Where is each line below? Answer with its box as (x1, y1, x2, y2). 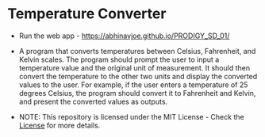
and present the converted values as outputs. (18, 97, 168, 106)
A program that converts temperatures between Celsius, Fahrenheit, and (18, 46, 256, 55)
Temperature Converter (7, 5, 167, 23)
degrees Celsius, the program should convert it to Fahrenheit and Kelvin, (18, 88, 256, 97)
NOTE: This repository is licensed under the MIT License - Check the (18, 112, 244, 121)
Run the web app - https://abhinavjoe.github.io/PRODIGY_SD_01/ (18, 31, 230, 40)
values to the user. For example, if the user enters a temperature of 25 (18, 80, 248, 89)
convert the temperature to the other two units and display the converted (18, 71, 258, 81)
